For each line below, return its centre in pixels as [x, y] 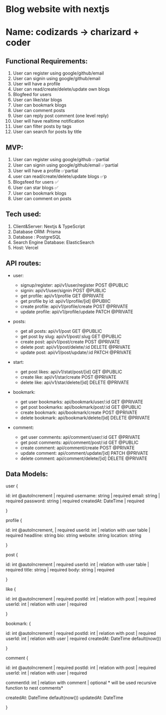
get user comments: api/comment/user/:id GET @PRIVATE [80, 437]
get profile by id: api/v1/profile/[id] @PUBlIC [65, 301]
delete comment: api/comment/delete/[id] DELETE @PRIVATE [84, 458]
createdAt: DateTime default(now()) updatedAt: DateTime [64, 698]
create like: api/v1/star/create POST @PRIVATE [68, 377]
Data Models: [27, 474]
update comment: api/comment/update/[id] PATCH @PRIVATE [84, 453]
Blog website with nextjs [57, 9]
